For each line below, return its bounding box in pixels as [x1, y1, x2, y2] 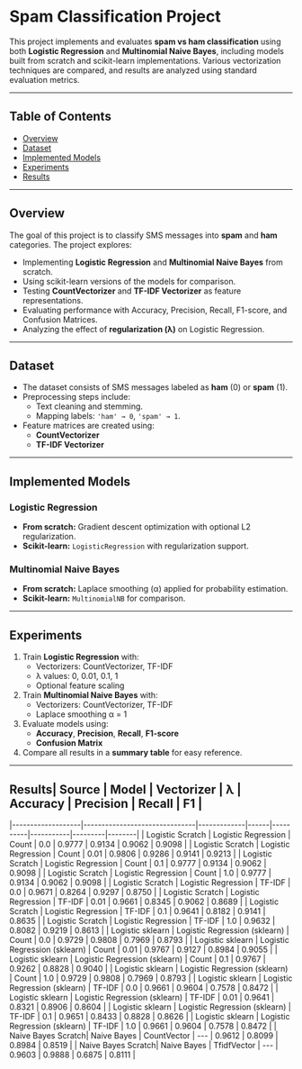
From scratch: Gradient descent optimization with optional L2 [22, 521, 252, 532]
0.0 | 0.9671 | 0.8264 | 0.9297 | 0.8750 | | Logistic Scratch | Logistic [9, 886, 261, 897]
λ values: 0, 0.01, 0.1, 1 [35, 671, 119, 682]
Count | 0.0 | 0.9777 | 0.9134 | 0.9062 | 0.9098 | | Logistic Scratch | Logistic [9, 838, 290, 849]
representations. [22, 294, 84, 305]
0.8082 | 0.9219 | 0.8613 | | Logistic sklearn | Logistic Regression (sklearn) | [9, 925, 289, 936]
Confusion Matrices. [22, 313, 99, 325]
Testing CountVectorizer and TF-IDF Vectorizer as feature [22, 285, 242, 296]
